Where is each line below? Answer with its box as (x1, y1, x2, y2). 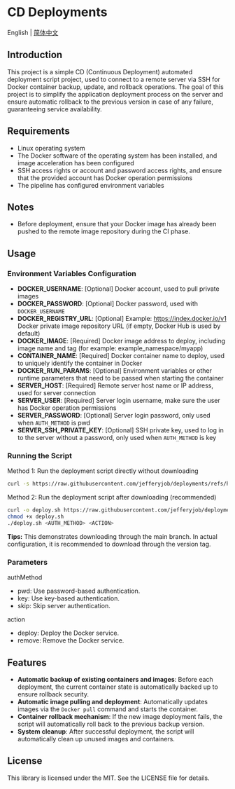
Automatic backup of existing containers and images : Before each (17, 675, 213, 683)
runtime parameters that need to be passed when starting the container (17, 374, 224, 383)
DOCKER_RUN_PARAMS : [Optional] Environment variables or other (17, 366, 212, 375)
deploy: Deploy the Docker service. (17, 629, 120, 638)
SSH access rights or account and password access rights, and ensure (17, 166, 222, 174)
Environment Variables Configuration (7, 268, 136, 278)
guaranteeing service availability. (7, 104, 103, 113)
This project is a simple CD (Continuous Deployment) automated (7, 67, 193, 76)
